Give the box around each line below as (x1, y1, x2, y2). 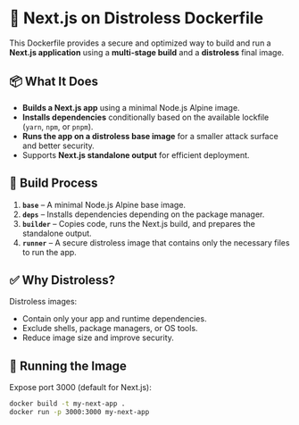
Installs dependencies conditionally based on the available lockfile (21, 112, 270, 122)
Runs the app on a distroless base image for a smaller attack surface (21, 130, 278, 141)
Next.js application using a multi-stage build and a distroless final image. (9, 46, 285, 57)
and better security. (21, 140, 96, 151)
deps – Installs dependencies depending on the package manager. (21, 209, 265, 220)
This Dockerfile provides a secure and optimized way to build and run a (9, 37, 271, 48)
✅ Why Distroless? (9, 272, 116, 287)
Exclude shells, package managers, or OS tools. (21, 323, 198, 334)
